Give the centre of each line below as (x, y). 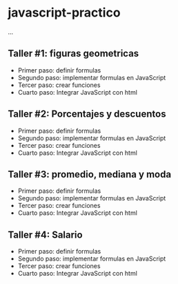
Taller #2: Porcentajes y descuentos (87, 114)
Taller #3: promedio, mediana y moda (90, 174)
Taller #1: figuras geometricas (73, 54)
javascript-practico (64, 13)
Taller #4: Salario (45, 235)
